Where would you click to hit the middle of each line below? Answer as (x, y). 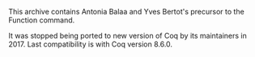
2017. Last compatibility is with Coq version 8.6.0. (90, 44)
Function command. (42, 20)
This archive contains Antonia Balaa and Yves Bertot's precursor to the (126, 12)
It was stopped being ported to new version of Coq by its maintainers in (127, 36)
